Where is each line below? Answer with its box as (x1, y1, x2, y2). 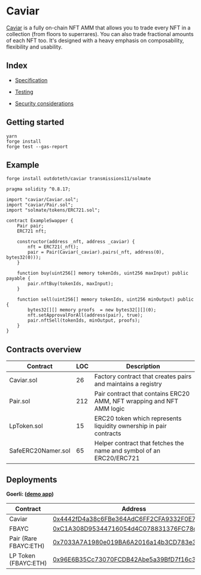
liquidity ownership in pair (94, 422, 167, 430)
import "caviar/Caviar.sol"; (6, 197, 79, 203)
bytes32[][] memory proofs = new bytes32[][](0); (28, 307, 157, 313)
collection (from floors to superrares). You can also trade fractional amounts (6, 30, 194, 37)
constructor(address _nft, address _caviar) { (17, 239, 135, 245)
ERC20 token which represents (94, 414, 182, 423)
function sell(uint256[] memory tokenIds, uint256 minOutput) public (17, 297, 194, 303)
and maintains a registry (94, 380, 162, 388)
